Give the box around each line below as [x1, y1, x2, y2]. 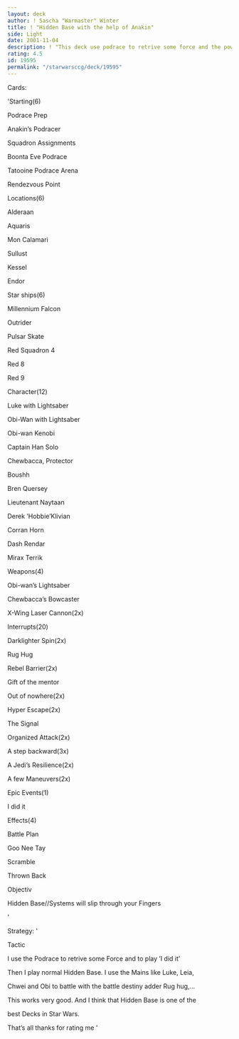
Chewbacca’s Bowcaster [7, 594, 80, 603]
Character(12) [7, 387, 48, 396]
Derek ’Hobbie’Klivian [7, 512, 71, 520]
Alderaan [7, 208, 34, 216]
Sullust [7, 249, 28, 258]
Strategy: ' [7, 926, 38, 935]
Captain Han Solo [7, 442, 59, 451]
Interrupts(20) [7, 622, 48, 631]
